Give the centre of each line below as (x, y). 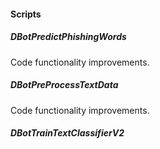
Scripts (26, 14)
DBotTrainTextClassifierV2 (67, 133)
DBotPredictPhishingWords (68, 37)
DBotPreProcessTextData (64, 85)
